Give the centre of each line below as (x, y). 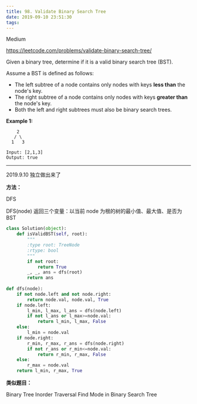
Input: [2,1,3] (25, 153)
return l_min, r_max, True (50, 371)
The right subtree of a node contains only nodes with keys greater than (101, 97)
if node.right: (35, 338)
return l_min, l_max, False (72, 322)
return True (52, 267)
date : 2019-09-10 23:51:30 (39, 17)
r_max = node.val (48, 365)
